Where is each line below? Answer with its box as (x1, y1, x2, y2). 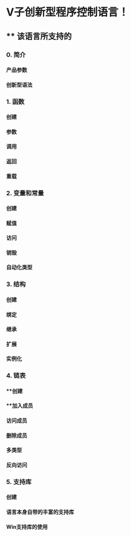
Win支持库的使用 (6, 523, 48, 530)
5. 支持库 (6, 478, 32, 486)
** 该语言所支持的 (6, 31, 72, 41)
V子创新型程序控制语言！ (6, 5, 129, 19)
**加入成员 (6, 402, 33, 409)
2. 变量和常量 (6, 189, 44, 197)
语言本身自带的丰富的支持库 (6, 508, 74, 515)
